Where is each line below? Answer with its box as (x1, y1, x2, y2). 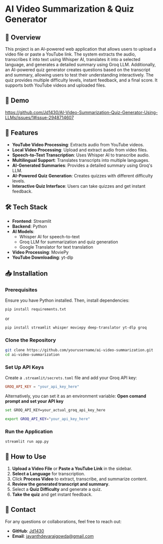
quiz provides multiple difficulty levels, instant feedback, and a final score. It (5, 77, 158, 83)
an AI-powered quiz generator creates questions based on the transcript (5, 67, 150, 73)
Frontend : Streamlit (12, 218, 52, 224)
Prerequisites (5, 286, 37, 293)
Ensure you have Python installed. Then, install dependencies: (5, 297, 130, 303)
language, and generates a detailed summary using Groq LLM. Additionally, (5, 62, 156, 67)
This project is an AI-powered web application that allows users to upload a (5, 46, 156, 52)
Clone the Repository (5, 336, 56, 343)
